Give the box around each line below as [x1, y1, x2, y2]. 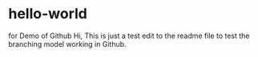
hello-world [8, 5, 88, 23]
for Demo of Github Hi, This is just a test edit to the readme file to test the [8, 31, 250, 40]
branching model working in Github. [8, 39, 127, 48]
